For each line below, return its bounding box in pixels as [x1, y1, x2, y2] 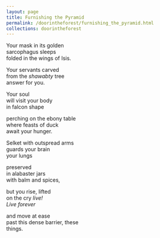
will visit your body [6, 97, 53, 104]
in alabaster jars [6, 170, 46, 177]
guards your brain [6, 146, 50, 153]
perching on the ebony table [6, 115, 76, 122]
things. [6, 225, 23, 233]
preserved [6, 164, 32, 171]
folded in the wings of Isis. [6, 55, 71, 62]
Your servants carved [6, 67, 59, 74]
